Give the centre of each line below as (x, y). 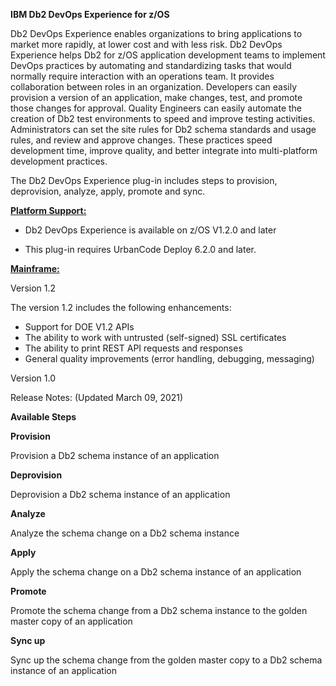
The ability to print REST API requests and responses (133, 348)
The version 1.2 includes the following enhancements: (121, 307)
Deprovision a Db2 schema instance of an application (120, 494)
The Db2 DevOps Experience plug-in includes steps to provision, (144, 180)
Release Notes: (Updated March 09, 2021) (97, 397)
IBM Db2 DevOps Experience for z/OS (90, 14)
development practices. (59, 161)
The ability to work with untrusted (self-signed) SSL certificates (155, 337)
